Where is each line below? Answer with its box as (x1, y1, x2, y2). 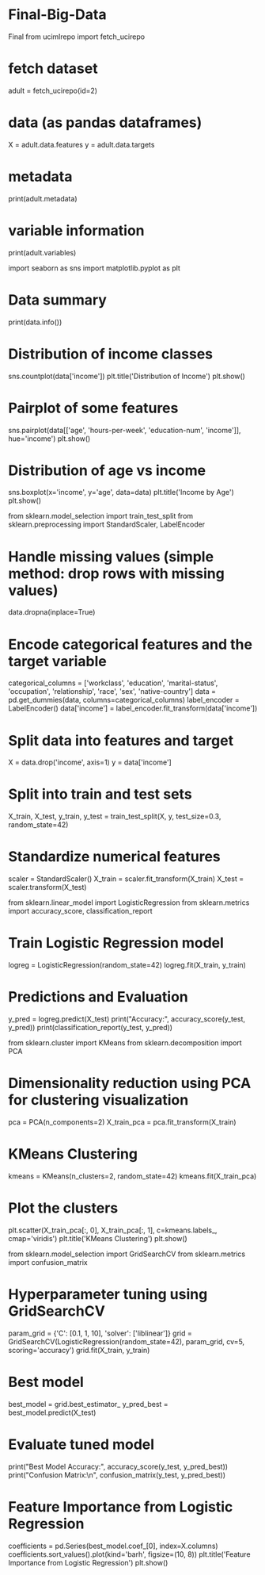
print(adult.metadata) (8, 194, 78, 203)
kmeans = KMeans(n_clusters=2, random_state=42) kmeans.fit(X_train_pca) (8, 1171, 257, 1181)
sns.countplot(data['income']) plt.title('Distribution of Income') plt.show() (8, 371, 245, 381)
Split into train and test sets (8, 785, 192, 803)
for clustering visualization (8, 1091, 189, 1109)
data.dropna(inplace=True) (8, 607, 96, 617)
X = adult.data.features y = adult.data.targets (8, 140, 155, 149)
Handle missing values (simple (8, 547, 214, 565)
